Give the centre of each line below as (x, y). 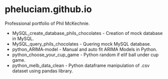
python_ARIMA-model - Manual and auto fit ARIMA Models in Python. (85, 49)
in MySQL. (23, 38)
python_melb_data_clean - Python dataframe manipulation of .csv (81, 65)
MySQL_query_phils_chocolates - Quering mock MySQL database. (81, 44)
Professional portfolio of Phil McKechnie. (47, 23)
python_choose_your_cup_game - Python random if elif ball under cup (85, 55)
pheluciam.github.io (48, 9)
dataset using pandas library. (42, 71)
